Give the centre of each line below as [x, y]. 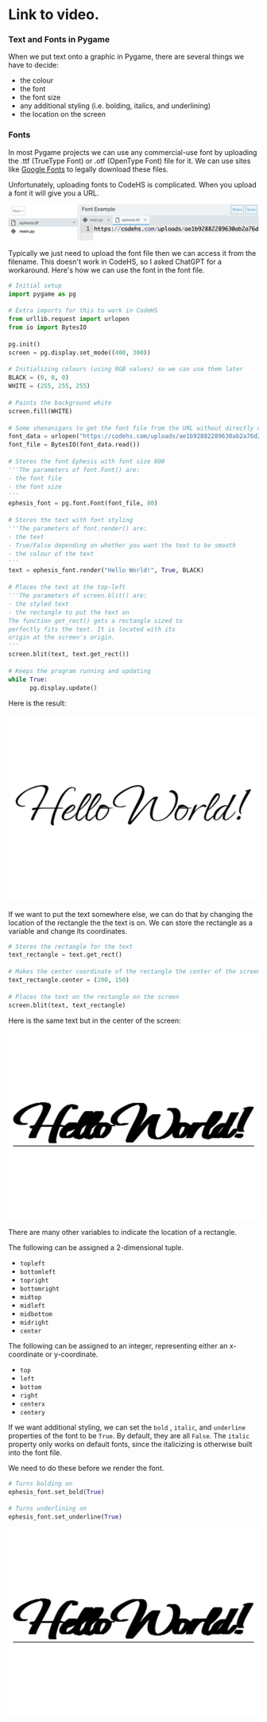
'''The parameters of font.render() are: [78, 528]
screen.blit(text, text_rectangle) [67, 1005]
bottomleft [38, 1272]
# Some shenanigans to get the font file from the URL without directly [131, 428]
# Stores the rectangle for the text [71, 946]
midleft [32, 1306]
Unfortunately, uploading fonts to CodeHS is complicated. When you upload [132, 184]
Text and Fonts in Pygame [59, 40]
